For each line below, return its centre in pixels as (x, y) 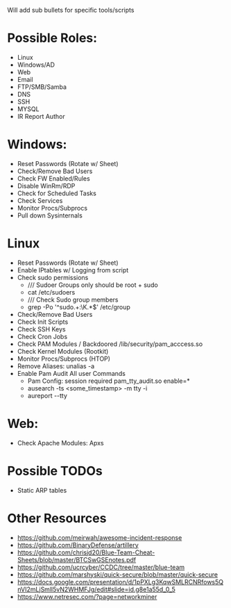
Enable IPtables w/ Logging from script (73, 270)
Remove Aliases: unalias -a (56, 366)
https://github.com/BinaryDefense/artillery (78, 545)
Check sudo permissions (53, 277)
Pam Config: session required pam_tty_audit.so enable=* (109, 381)
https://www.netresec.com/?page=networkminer (87, 596)
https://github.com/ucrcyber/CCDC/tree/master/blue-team (101, 567)
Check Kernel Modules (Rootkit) (63, 351)
